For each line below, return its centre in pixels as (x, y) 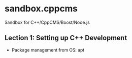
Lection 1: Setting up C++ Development (66, 38)
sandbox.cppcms (41, 9)
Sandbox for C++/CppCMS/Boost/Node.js (47, 22)
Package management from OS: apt (48, 50)
